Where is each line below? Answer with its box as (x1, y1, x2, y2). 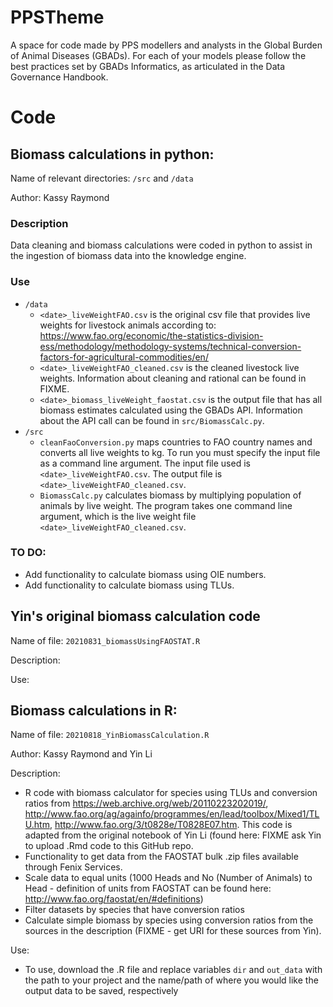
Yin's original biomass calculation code (10, 608, 261, 625)
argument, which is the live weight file (39, 510, 197, 522)
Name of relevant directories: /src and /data (10, 172, 194, 184)
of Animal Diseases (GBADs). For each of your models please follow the (10, 49, 307, 61)
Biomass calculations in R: (10, 702, 178, 720)
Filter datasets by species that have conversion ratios (24, 904, 245, 916)
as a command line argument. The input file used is (39, 457, 251, 469)
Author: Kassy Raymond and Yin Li (10, 748, 153, 760)
